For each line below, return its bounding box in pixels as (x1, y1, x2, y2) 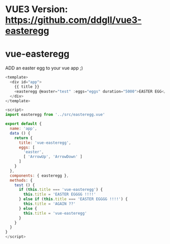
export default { (5, 121, 42, 127)
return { (14, 135, 33, 140)
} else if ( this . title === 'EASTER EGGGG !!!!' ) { (18, 196, 128, 202)
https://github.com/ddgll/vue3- (5, 14, 142, 26)
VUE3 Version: (5, 4, 68, 15)
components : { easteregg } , (10, 173, 69, 178)
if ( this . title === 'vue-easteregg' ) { (18, 187, 103, 192)
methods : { (10, 178, 33, 183)
